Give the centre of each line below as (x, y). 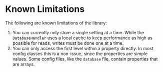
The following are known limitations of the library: (56, 23)
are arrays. (23, 64)
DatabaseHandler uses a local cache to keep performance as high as (82, 38)
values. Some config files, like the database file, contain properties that (85, 59)
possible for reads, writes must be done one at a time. (68, 43)
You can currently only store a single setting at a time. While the (78, 32)
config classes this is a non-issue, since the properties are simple (80, 54)
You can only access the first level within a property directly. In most (83, 48)
